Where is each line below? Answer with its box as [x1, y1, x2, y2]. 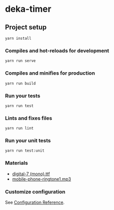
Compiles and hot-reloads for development [5, 47, 110, 54]
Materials [5, 159, 28, 166]
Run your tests [5, 92, 40, 99]
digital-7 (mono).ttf [12, 171, 50, 177]
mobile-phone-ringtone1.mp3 [12, 176, 72, 182]
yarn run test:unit [5, 148, 45, 153]
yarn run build [5, 81, 36, 86]
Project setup [5, 23, 47, 31]
